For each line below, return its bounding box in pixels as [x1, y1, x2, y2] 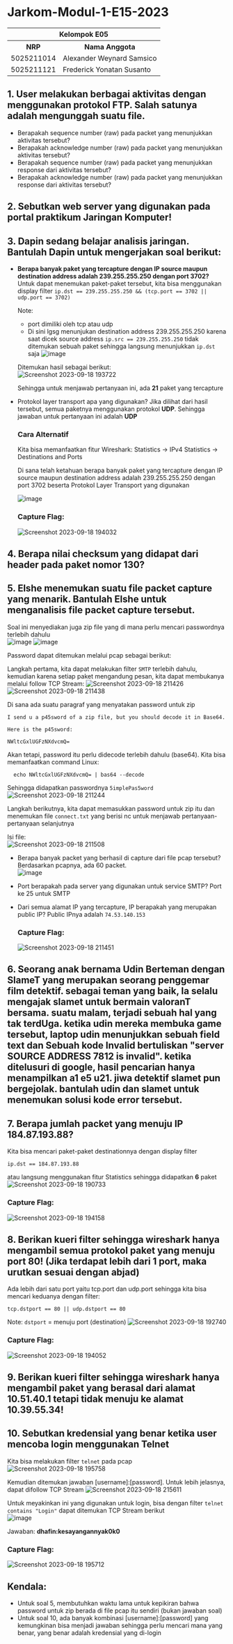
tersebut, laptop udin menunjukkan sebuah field [7, 1029, 220, 1041]
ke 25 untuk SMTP [17, 889, 71, 897]
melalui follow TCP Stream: [7, 679, 85, 688]
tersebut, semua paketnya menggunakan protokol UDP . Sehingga [17, 405, 205, 413]
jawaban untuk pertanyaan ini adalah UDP [17, 412, 138, 420]
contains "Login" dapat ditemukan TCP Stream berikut [7, 1506, 165, 1514]
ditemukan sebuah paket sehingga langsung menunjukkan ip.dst [27, 342, 216, 350]
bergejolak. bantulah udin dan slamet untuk [7, 1083, 200, 1095]
